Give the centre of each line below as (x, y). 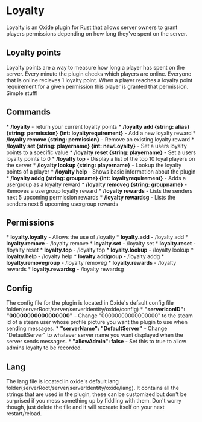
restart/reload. (24, 414)
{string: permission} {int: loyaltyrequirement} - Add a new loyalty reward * (101, 133)
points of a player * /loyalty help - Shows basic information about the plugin (101, 171)
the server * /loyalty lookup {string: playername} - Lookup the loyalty (94, 165)
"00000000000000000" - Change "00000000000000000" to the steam (99, 316)
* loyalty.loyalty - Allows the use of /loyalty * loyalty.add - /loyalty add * (97, 237)
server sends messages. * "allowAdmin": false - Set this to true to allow (96, 342)
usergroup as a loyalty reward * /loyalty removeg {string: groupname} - (97, 184)
